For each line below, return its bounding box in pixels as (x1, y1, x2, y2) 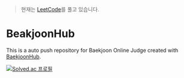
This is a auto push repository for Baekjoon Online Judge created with (6, 46, 179, 54)
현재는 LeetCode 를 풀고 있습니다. (20, 6, 100, 13)
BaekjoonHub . (6, 53, 41, 60)
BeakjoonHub (6, 27, 75, 40)
